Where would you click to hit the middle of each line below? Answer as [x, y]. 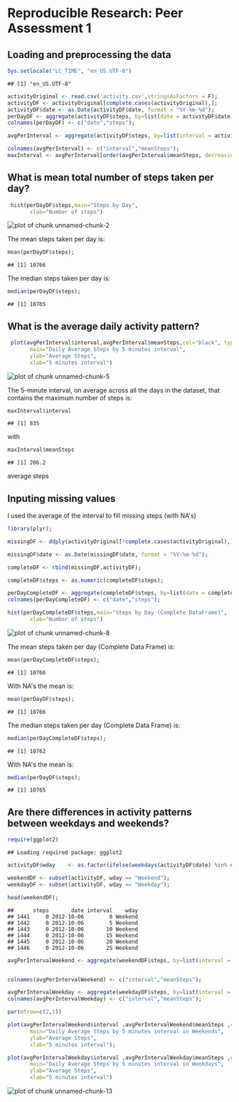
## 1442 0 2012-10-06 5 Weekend [73, 923]
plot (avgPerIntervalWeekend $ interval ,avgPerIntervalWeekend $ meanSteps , [119, 1025]
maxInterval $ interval [39, 411]
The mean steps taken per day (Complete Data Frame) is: [91, 647]
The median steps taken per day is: [59, 278]
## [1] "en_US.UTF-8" [39, 84]
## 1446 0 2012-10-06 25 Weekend [73, 948]
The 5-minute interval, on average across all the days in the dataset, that [114, 390]
